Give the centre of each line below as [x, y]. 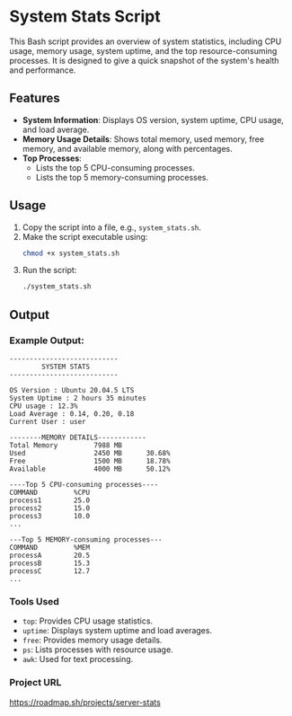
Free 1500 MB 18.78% [90, 461]
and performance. [43, 70]
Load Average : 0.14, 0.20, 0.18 [72, 414]
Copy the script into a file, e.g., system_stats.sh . [112, 227]
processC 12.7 [50, 571]
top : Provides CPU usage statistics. [88, 621]
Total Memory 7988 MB [66, 446]
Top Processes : [52, 158]
